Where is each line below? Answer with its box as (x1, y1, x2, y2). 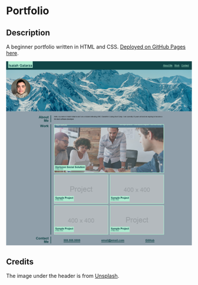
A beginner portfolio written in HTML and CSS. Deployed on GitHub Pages (6, 43, 186, 50)
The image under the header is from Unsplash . (6, 273, 120, 280)
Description (6, 28, 50, 38)
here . (6, 50, 19, 57)
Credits (6, 257, 34, 267)
